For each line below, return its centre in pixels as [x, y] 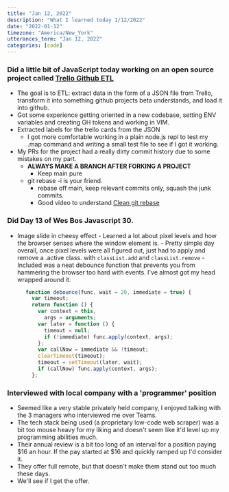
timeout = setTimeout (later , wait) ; [90, 363]
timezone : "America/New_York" [50, 33]
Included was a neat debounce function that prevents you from [106, 265]
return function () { [63, 305]
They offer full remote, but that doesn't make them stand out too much [117, 467]
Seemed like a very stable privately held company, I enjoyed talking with [119, 408]
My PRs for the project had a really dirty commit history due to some [113, 151]
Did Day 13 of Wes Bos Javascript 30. [70, 221]
